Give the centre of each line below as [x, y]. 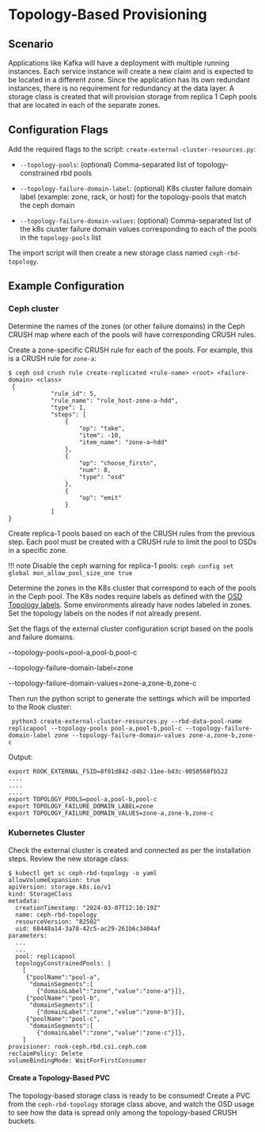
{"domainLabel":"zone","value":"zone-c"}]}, [111, 1033]
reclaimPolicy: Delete [45, 1053]
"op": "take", [102, 428]
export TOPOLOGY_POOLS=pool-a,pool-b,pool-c [83, 799]
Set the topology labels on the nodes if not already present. [105, 613]
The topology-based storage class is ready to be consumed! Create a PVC [129, 1096]
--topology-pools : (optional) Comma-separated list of [107, 164]
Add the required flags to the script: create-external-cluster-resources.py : [132, 149]
